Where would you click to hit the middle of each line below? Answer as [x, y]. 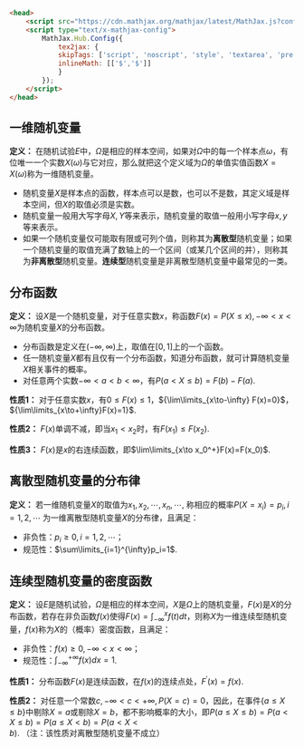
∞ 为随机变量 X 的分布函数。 [60, 327]
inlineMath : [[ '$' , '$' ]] [104, 63]
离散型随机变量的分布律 [75, 481]
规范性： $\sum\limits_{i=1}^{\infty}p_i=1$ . [100, 549]
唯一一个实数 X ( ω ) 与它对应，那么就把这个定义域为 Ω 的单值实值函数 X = [147, 162]
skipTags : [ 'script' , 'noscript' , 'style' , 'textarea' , [165, 55]
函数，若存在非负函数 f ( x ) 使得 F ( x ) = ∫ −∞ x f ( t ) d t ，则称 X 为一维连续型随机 [148, 616]
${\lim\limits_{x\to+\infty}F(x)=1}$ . [73, 410]
